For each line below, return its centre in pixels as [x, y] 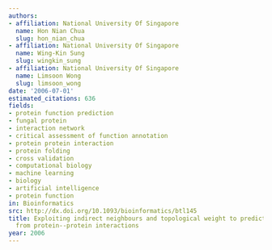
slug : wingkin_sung [49, 61]
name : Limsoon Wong [49, 76]
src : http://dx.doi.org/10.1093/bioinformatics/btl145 [103, 210]
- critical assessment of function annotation [88, 135]
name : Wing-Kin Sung [50, 53]
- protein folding [39, 151]
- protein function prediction [61, 114]
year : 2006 [27, 233]
